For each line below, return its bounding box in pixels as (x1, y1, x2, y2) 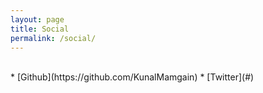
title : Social (10, 24, 70, 34)
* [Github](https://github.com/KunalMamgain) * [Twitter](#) (10, 71, 255, 83)
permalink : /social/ (10, 33, 97, 43)
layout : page (10, 14, 65, 25)
